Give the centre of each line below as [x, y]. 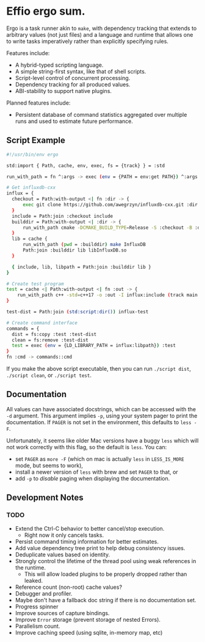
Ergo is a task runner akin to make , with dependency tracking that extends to [102, 28]
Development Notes [45, 498]
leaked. [34, 580]
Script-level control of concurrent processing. [73, 78]
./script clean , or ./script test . [49, 375]
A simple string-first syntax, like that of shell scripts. [81, 71]
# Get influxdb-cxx [31, 188]
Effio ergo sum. [46, 11]
